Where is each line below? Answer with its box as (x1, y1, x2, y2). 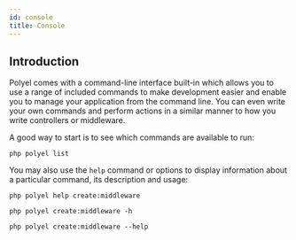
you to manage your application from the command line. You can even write (9, 97, 286, 107)
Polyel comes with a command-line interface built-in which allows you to (9, 77, 275, 89)
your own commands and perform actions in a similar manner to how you (9, 105, 277, 116)
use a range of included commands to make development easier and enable (9, 87, 287, 97)
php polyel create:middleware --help (9, 222, 149, 231)
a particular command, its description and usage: (9, 174, 189, 185)
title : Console (9, 21, 66, 30)
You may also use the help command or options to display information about (9, 165, 288, 175)
